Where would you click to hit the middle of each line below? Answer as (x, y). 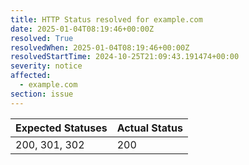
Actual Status (149, 128)
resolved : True (42, 38)
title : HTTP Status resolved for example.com (106, 19)
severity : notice (46, 66)
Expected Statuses (61, 128)
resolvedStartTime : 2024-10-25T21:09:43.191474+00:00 (125, 57)
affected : (31, 76)
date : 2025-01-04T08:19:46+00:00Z (82, 29)
